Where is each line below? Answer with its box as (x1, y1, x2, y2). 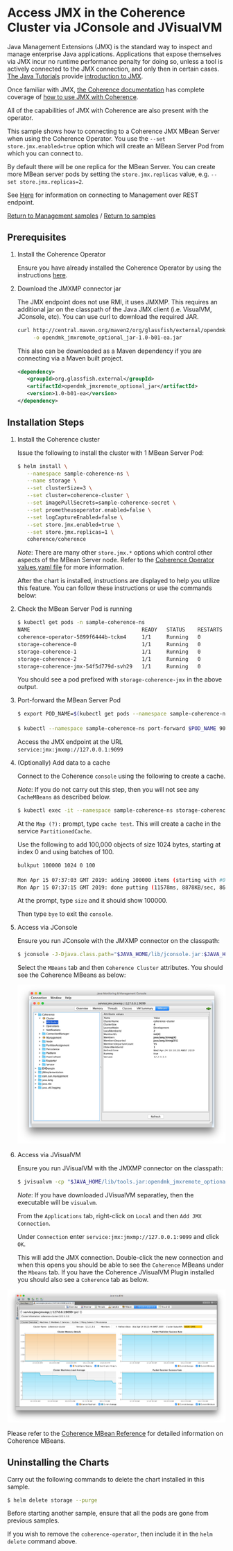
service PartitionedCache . (17, 826, 92, 835)
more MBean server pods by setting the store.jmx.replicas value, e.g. (7, 170, 209, 178)
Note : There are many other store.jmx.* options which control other (17, 548, 213, 557)
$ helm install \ (17, 462, 68, 469)
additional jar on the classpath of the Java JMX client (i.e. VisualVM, (17, 305, 212, 313)
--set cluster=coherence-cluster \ (26, 492, 130, 499)
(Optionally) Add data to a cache (17, 759, 111, 767)
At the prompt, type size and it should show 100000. (17, 896, 168, 905)
